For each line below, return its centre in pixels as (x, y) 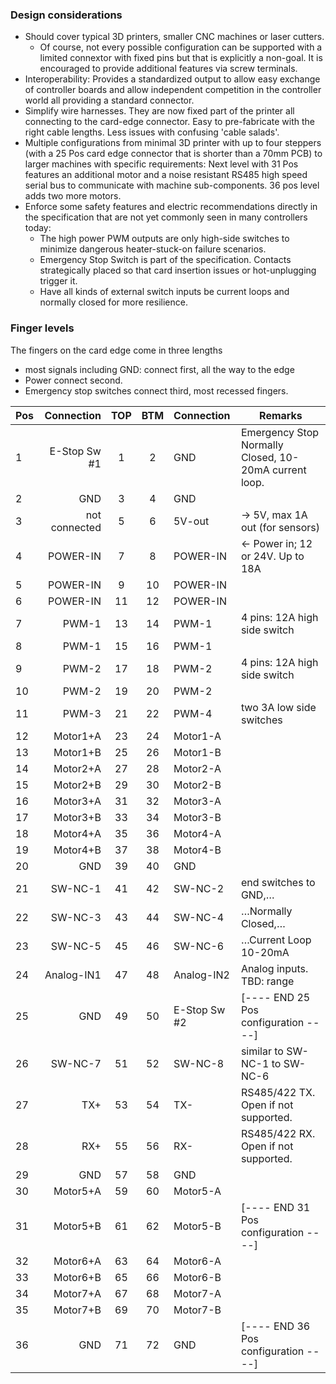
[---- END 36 (275, 1326)
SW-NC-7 (76, 1063)
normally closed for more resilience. (113, 302)
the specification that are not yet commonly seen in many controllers (166, 217)
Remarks (281, 415)
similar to (262, 1051)
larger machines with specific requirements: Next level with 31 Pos (161, 164)
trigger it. (58, 281)
